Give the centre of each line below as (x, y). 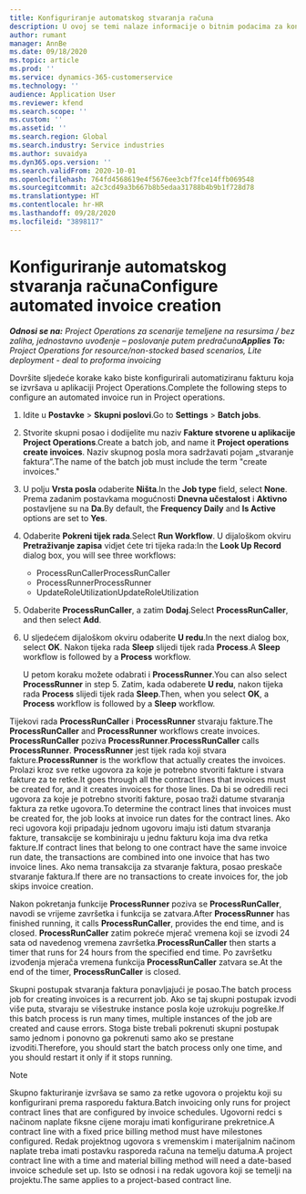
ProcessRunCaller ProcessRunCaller (103, 572)
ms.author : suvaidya (49, 153)
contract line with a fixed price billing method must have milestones (136, 1131)
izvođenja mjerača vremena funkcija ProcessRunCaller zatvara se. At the (146, 962)
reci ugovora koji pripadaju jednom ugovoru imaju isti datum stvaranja (140, 828)
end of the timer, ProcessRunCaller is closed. (95, 971)
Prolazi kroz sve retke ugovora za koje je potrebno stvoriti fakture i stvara (147, 770)
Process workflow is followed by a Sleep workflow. (119, 703)
